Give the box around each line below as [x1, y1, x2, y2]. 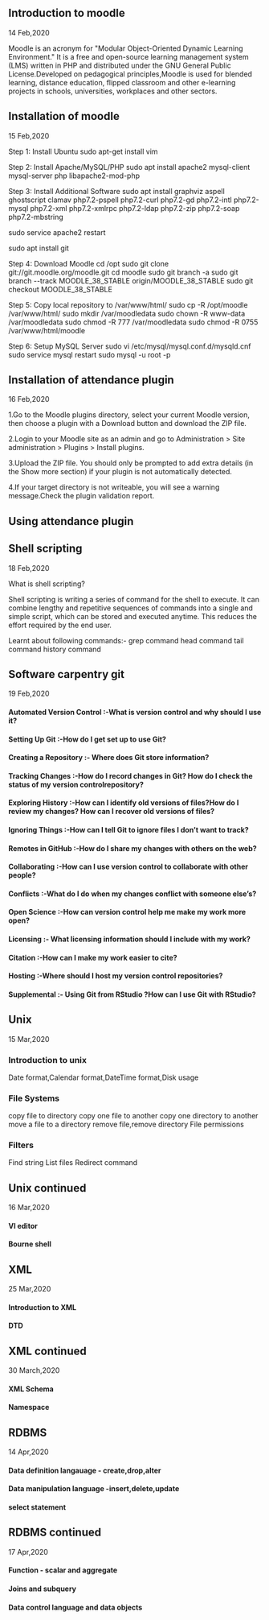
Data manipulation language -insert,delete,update [8, 1484, 180, 1494]
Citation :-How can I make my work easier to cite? [8, 953, 178, 962]
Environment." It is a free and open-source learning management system [8, 52, 249, 61]
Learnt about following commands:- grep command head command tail [8, 635, 244, 645]
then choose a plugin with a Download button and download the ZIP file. [8, 419, 247, 428]
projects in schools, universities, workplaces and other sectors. [8, 86, 218, 96]
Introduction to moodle [8, 6, 126, 20]
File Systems [8, 1093, 60, 1104]
